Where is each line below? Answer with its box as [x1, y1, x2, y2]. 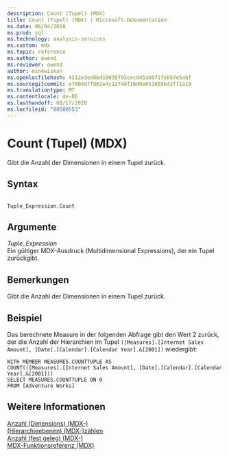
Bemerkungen [7, 274, 70, 285]
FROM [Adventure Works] [7, 382, 75, 389]
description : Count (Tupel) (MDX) [7, 10, 106, 17]
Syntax [7, 178, 38, 190]
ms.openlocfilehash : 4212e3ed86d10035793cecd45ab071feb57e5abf [7, 74, 192, 81]
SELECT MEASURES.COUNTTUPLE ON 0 [7, 376, 103, 383]
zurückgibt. [7, 254, 40, 262]
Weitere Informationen [7, 401, 106, 413]
